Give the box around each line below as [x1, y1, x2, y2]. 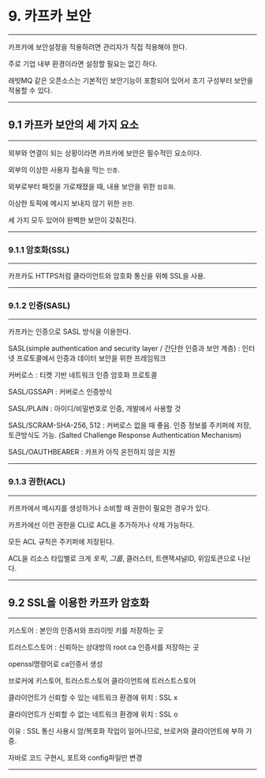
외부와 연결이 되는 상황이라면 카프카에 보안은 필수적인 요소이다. [8, 148, 203, 158]
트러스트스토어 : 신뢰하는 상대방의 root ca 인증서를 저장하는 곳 [8, 642, 200, 652]
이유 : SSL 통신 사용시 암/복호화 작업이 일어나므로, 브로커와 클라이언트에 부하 [8, 727, 244, 736]
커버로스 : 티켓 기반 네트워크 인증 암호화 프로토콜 [8, 370, 158, 380]
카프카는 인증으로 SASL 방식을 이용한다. [8, 327, 132, 336]
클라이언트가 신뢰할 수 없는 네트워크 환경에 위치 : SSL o [8, 709, 179, 719]
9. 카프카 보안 [8, 7, 91, 25]
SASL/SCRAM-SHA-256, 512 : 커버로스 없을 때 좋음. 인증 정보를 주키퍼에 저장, [8, 421, 252, 430]
